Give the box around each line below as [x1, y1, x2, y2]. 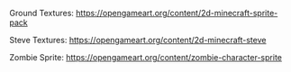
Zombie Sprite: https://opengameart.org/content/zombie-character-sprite [9, 52, 282, 62]
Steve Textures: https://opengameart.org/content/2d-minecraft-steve [9, 35, 267, 45]
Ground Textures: [9, 8, 75, 18]
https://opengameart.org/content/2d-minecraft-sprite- [76, 8, 278, 18]
